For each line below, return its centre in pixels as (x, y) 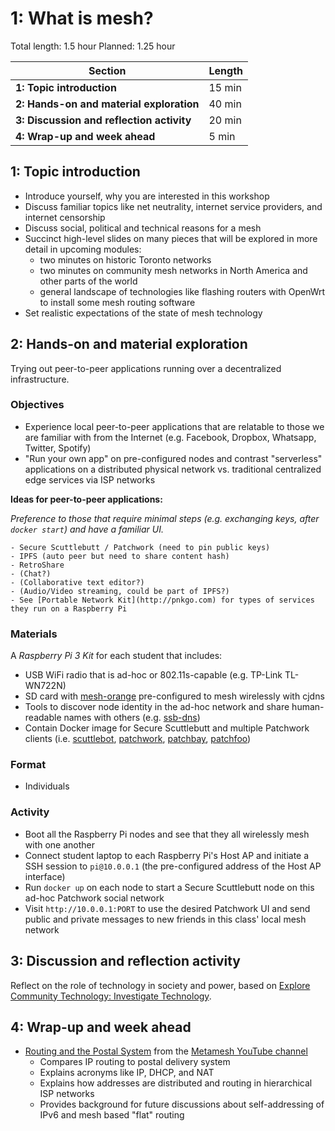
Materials (34, 634)
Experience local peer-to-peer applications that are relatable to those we (174, 426)
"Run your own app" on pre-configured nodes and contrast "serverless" (173, 458)
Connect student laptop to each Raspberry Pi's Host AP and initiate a (167, 855)
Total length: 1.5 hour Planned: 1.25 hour (93, 46)
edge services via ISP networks (90, 479)
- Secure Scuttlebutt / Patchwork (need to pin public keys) (140, 547)
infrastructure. (40, 379)
